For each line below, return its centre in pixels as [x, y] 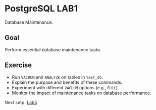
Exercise [18, 65]
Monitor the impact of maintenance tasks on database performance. [81, 93]
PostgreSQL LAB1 [41, 9]
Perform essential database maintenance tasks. [53, 49]
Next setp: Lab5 [21, 102]
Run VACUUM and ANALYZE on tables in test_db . [57, 77]
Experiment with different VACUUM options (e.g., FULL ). [65, 87]
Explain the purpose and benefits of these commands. [67, 82]
